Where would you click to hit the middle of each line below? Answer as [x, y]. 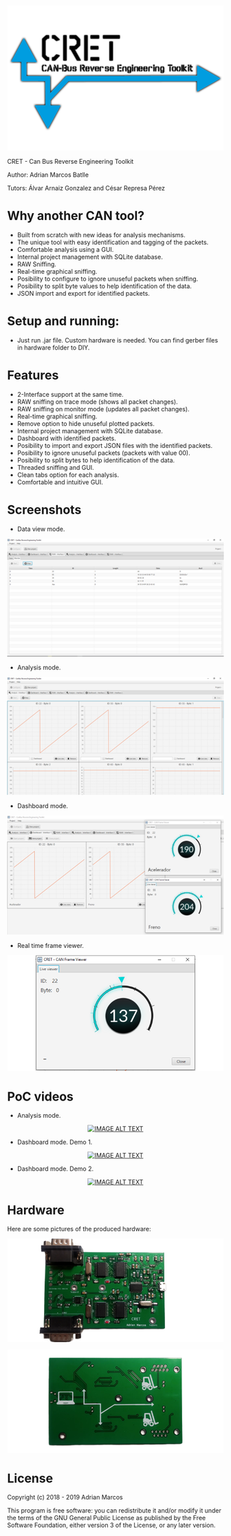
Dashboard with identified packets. [67, 438]
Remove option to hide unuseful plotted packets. [86, 423]
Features [33, 375]
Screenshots [44, 510]
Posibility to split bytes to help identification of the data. [96, 460]
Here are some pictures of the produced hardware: [79, 1229]
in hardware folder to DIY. [53, 347]
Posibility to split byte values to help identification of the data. [104, 286]
